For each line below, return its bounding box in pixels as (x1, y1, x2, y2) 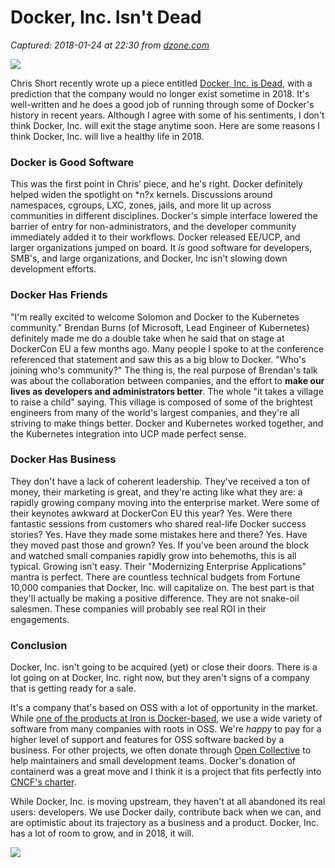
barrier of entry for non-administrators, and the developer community (10, 221, 297, 233)
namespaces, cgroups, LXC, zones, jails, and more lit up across (10, 199, 272, 211)
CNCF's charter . (10, 776, 77, 788)
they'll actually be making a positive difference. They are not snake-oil (10, 592, 300, 604)
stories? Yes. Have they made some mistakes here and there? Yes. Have (10, 528, 308, 540)
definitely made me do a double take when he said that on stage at (10, 332, 285, 344)
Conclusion (10, 638, 68, 652)
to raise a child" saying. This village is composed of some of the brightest (10, 396, 313, 408)
